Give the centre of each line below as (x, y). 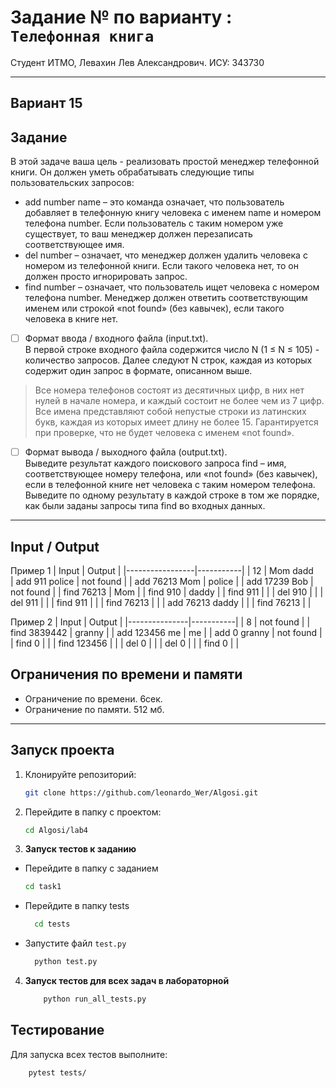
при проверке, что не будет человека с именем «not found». (164, 433)
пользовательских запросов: (72, 183)
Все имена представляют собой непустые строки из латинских (170, 412)
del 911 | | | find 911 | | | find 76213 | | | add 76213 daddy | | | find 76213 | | (161, 603)
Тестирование (57, 1030)
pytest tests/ (57, 1072)
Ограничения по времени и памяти (126, 674)
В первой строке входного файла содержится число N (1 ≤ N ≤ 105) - (172, 350)
